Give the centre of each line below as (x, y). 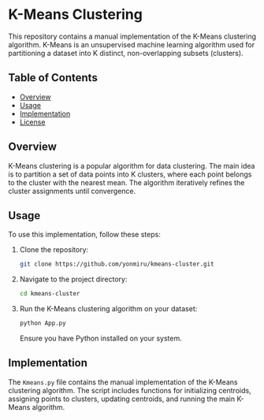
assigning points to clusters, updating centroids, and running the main (122, 399)
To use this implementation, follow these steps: (85, 235)
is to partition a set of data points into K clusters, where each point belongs (130, 174)
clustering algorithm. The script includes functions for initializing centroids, (130, 390)
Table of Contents (53, 78)
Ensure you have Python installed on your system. (101, 338)
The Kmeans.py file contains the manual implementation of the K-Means (123, 382)
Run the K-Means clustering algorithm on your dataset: (108, 309)
